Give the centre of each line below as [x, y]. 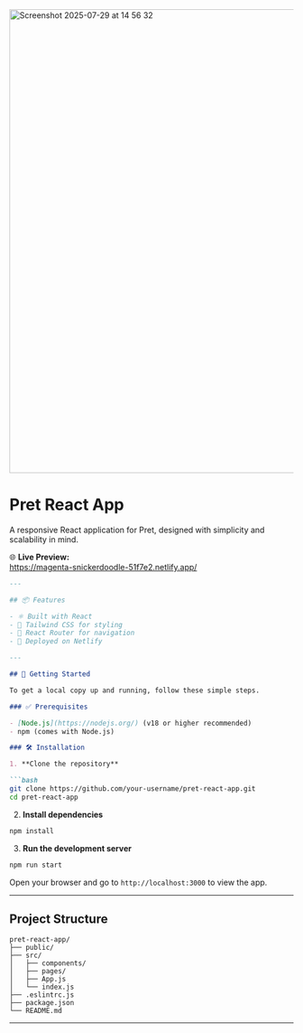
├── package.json [42, 1003]
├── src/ [26, 956]
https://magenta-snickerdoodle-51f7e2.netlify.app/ [103, 567]
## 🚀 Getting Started [50, 674]
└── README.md [36, 1011]
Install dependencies [63, 814]
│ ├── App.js [38, 980]
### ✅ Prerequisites [49, 707]
